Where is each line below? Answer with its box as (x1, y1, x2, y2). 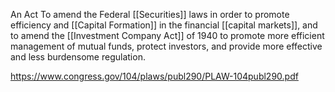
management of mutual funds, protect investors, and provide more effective (10, 40, 323, 52)
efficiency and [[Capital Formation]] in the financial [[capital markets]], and (10, 19, 318, 31)
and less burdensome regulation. (10, 51, 146, 63)
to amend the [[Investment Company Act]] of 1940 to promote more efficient (10, 30, 325, 41)
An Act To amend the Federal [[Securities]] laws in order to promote (10, 9, 290, 20)
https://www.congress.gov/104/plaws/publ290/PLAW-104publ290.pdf (10, 70, 299, 82)
